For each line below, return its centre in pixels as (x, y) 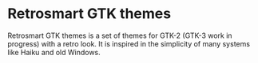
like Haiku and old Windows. (54, 52)
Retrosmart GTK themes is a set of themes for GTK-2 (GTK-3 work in (120, 35)
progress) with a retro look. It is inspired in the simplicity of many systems (129, 43)
